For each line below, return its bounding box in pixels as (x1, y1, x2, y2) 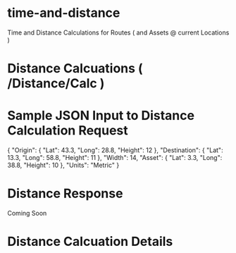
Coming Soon (7, 209, 47, 217)
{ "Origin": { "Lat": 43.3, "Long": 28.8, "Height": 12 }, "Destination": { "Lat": (7, 146, 223, 154)
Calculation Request (7, 123, 128, 139)
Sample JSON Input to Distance (7, 108, 195, 124)
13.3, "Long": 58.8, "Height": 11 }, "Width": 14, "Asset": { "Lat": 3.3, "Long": (7, 154, 223, 162)
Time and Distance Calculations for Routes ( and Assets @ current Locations (7, 28, 230, 37)
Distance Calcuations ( (7, 61, 143, 77)
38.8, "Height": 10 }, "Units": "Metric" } (7, 161, 120, 170)
